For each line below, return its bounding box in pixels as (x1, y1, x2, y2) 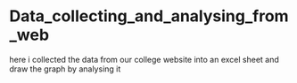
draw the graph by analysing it (9, 64, 121, 74)
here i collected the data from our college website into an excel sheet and (9, 54, 279, 64)
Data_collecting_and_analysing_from (9, 6, 289, 26)
